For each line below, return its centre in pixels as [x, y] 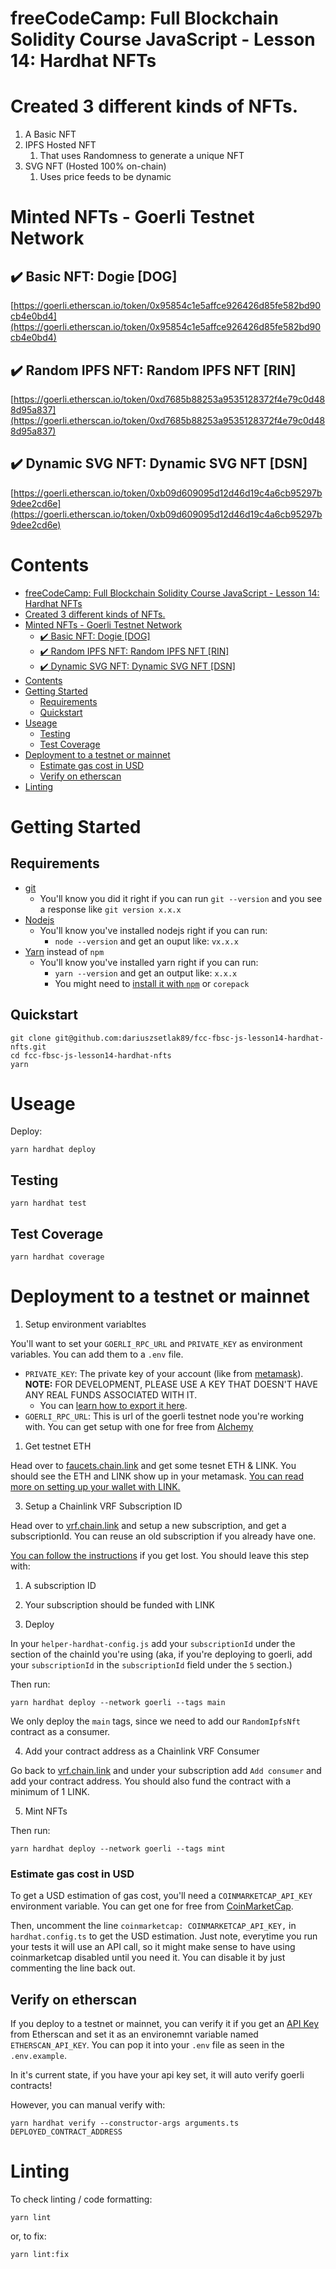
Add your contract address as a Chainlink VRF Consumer [142, 1751]
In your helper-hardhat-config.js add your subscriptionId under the [153, 1643]
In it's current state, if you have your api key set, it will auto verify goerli [157, 2075]
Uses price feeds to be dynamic [105, 177]
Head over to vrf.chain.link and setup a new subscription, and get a [148, 1525]
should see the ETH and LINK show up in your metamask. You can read [157, 1476]
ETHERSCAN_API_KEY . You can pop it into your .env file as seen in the [147, 2045]
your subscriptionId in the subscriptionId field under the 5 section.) [151, 1665]
